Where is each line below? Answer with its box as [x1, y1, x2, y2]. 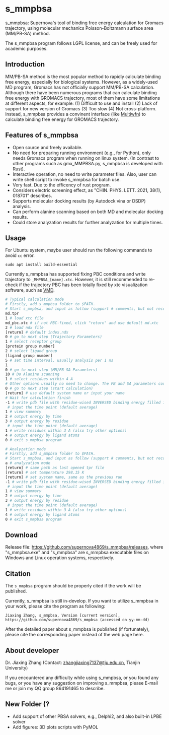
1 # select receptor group [5, 339, 62, 344]
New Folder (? [5, 700, 50, 708]
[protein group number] [5, 344, 55, 349]
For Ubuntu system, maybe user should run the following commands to [5, 247, 152, 253]
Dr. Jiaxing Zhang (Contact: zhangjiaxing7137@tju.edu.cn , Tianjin [5, 659, 140, 665]
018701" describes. [12, 192, 52, 198]
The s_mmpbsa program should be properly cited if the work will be [5, 583, 141, 589]
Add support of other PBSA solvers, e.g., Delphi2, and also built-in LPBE [12, 713, 162, 719]
